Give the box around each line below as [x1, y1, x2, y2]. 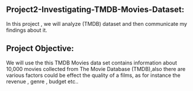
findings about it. [6, 26, 47, 33]
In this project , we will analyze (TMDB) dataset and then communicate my [6, 20, 188, 27]
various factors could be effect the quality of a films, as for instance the [6, 72, 181, 79]
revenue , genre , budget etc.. [6, 77, 79, 85]
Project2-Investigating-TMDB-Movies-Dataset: [6, 5, 185, 15]
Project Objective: [6, 43, 74, 53]
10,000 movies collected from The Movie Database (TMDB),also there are [6, 65, 186, 72]
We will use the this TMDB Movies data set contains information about [6, 59, 178, 66]
